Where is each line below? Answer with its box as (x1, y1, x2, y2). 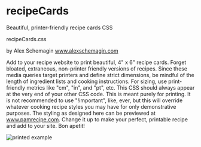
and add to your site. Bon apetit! (6, 122, 86, 129)
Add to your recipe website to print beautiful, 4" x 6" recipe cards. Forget (6, 59, 187, 66)
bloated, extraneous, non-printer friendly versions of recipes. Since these (6, 65, 187, 72)
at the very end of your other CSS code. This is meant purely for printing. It (6, 90, 191, 97)
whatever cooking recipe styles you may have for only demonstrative (6, 103, 176, 110)
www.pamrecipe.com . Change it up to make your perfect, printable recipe (6, 115, 188, 123)
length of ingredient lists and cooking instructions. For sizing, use (6, 78, 167, 85)
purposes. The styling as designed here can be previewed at (6, 109, 156, 117)
